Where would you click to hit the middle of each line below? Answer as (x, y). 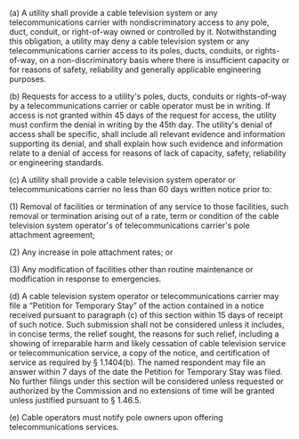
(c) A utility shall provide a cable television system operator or (122, 180)
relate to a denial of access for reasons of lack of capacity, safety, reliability (148, 153)
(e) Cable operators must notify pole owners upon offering (117, 417)
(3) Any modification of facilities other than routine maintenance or (131, 269)
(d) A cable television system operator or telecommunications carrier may (144, 296)
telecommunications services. (64, 427)
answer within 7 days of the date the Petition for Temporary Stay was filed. (146, 372)
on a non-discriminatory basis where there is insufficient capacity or (164, 60)
